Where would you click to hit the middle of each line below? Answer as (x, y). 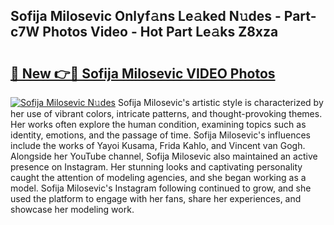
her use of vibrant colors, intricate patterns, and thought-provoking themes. (166, 113)
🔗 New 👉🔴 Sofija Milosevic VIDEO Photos (143, 73)
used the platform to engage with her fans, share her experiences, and (156, 198)
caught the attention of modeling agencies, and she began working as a (158, 177)
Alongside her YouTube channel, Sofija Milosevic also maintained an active (164, 156)
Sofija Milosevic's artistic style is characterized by (220, 102)
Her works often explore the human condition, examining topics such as (158, 124)
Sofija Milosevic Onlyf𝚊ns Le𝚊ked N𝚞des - (146, 16)
